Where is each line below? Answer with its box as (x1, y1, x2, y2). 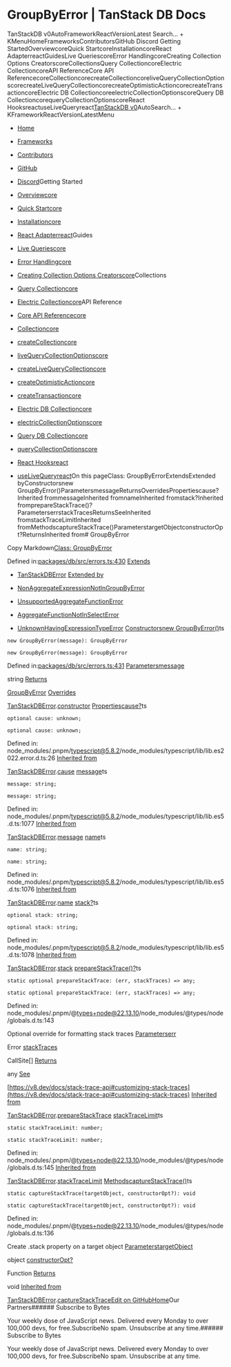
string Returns (7, 675, 48, 683)
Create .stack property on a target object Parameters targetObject (7, 1242, 193, 1250)
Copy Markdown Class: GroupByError (7, 543, 112, 552)
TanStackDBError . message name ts (7, 833, 106, 841)
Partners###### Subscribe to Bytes (7, 1303, 110, 1311)
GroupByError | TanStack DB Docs (7, 7, 206, 23)
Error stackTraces (7, 1043, 58, 1051)
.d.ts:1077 (7, 819, 34, 828)
